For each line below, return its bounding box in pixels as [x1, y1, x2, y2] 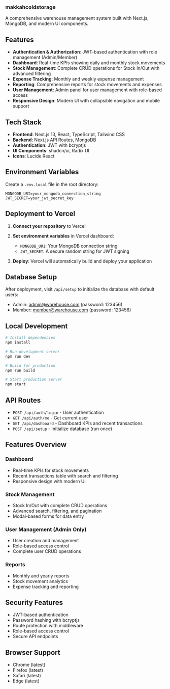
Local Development [5, 322, 68, 330]
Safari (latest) [12, 673, 42, 679]
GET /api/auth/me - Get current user [12, 414, 88, 421]
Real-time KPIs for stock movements [12, 467, 89, 473]
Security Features [5, 598, 63, 607]
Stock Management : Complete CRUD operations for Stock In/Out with [12, 65, 160, 71]
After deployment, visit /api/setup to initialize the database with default [5, 286, 155, 293]
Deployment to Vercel [5, 209, 75, 218]
